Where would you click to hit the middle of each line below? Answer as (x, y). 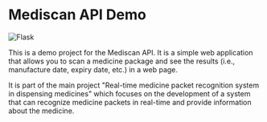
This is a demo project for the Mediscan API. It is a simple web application (131, 52)
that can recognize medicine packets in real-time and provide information (130, 102)
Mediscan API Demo (77, 15)
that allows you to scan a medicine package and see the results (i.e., (122, 61)
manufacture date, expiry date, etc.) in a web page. (93, 69)
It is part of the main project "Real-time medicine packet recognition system (134, 85)
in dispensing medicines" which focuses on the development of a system (129, 93)
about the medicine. (41, 111)
